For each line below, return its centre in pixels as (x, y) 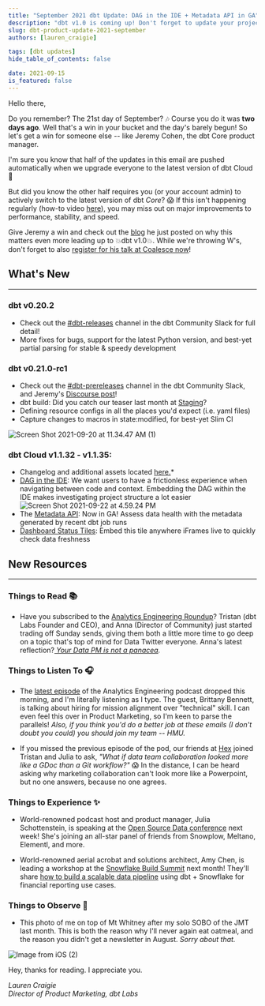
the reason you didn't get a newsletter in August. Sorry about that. (127, 940)
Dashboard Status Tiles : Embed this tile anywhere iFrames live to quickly (138, 531)
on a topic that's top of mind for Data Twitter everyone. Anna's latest (131, 641)
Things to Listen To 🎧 (51, 670)
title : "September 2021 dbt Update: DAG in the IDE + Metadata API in (127, 15)
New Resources (48, 564)
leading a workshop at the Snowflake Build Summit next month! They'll (134, 869)
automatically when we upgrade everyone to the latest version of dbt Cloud (131, 167)
